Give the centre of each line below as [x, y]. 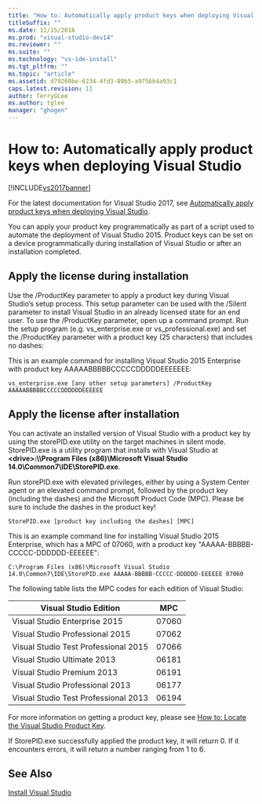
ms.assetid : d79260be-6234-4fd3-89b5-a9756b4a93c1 [93, 81]
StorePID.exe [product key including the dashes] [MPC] [101, 521]
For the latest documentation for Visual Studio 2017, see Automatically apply [131, 203]
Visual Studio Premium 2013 [65, 672]
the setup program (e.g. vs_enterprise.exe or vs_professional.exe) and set [127, 329]
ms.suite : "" [29, 52]
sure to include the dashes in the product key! [82, 507]
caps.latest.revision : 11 [50, 88]
